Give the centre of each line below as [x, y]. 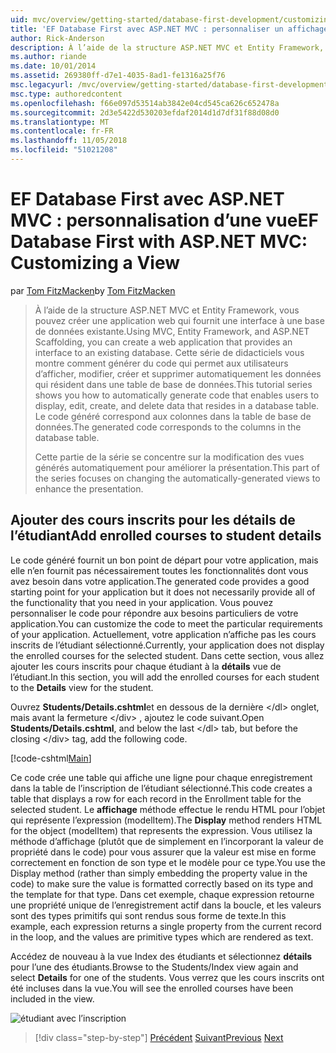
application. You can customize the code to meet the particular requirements [166, 623]
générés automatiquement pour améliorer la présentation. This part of [177, 467]
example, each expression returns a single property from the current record [166, 926]
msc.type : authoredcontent [66, 94]
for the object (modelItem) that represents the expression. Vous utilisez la [161, 830]
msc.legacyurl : [42, 85]
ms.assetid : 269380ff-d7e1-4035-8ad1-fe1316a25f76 [118, 76]
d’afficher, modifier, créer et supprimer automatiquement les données [178, 373]
